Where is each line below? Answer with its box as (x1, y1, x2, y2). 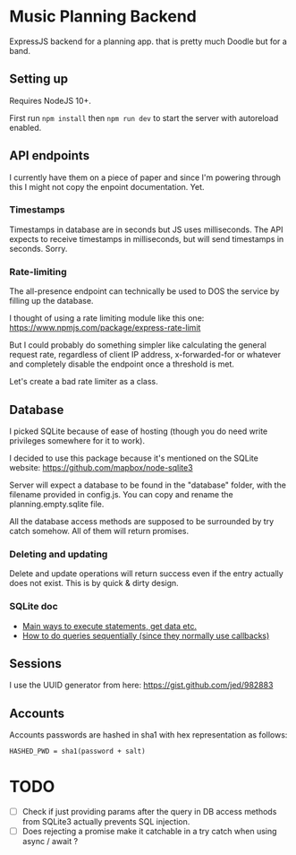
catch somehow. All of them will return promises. (9, 525, 190, 536)
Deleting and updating (9, 548, 108, 560)
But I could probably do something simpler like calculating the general (9, 340, 266, 350)
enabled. (9, 122, 42, 133)
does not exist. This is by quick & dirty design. (9, 578, 179, 589)
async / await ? (21, 836, 79, 847)
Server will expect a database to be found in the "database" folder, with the (9, 479, 286, 490)
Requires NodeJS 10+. (9, 95, 92, 106)
